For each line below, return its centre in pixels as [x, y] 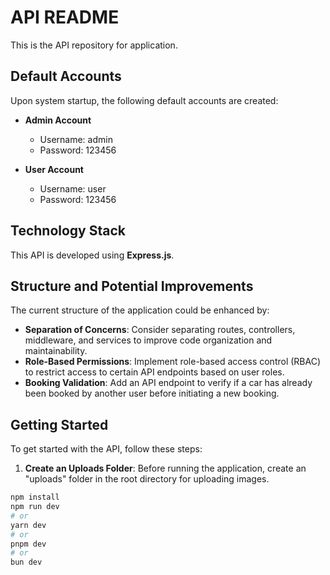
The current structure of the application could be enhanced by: [140, 310]
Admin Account [58, 120]
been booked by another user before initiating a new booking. [152, 393]
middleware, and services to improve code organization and [148, 340]
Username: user [73, 188]
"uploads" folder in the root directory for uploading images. [147, 479]
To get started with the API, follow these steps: [106, 449]
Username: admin [76, 139]
